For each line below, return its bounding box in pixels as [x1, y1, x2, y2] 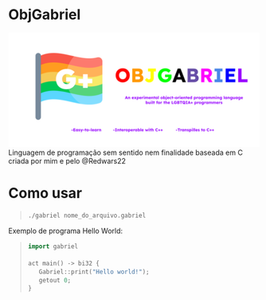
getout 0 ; [38, 276, 72, 284]
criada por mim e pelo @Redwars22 [8, 156, 126, 166]
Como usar [8, 184, 83, 203]
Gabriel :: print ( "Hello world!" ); [38, 267, 150, 276]
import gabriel [27, 243, 79, 251]
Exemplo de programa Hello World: [8, 226, 123, 236]
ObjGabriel [8, 6, 81, 24]
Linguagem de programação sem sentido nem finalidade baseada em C [8, 148, 243, 157]
